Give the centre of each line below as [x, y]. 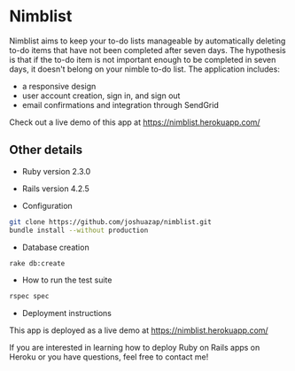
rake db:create [37, 263]
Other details [46, 150]
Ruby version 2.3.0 [56, 171]
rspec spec [29, 297]
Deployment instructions [67, 313]
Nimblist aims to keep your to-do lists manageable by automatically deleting [147, 41]
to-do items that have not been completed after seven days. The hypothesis [147, 50]
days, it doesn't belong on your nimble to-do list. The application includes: [145, 69]
